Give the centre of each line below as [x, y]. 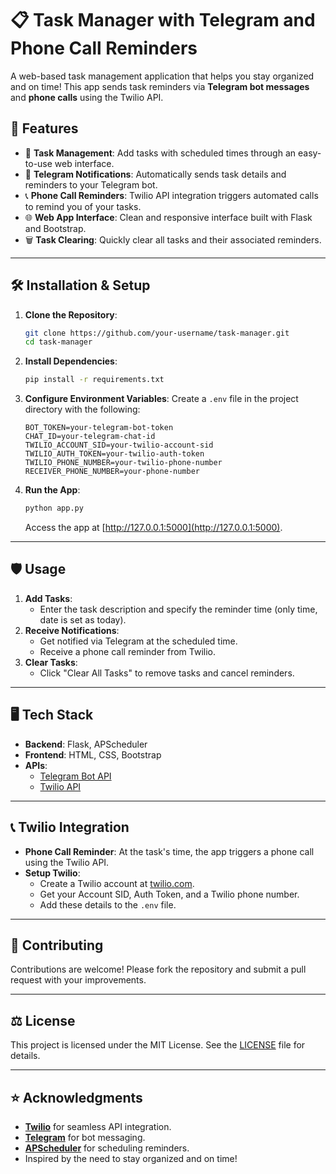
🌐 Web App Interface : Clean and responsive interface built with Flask [168, 217]
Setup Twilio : [52, 873]
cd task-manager [58, 342]
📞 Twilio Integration [70, 827]
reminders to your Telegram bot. [91, 184]
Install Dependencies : [71, 361]
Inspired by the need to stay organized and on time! [131, 1158]
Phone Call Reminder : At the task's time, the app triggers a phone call [169, 851]
